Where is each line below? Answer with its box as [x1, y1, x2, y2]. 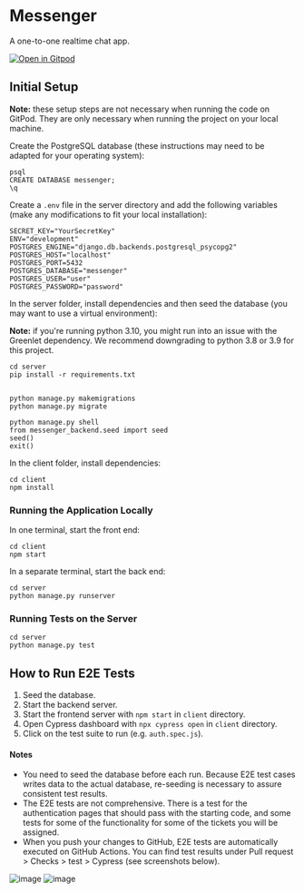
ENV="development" [9, 234, 79, 243]
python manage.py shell [9, 417, 100, 427]
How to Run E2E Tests [9, 665, 136, 681]
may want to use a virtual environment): [9, 308, 158, 319]
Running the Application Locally [9, 504, 153, 516]
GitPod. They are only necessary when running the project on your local [9, 113, 279, 123]
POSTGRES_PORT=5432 [9, 258, 83, 268]
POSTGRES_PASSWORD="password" [9, 282, 124, 291]
